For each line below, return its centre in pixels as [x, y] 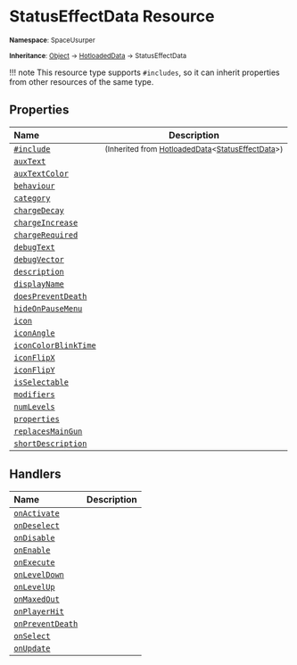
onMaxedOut [37, 599]
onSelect [32, 636]
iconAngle [34, 333]
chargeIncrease [46, 222]
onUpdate [32, 648]
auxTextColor [41, 173]
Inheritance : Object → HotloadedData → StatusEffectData [98, 55]
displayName [39, 284]
